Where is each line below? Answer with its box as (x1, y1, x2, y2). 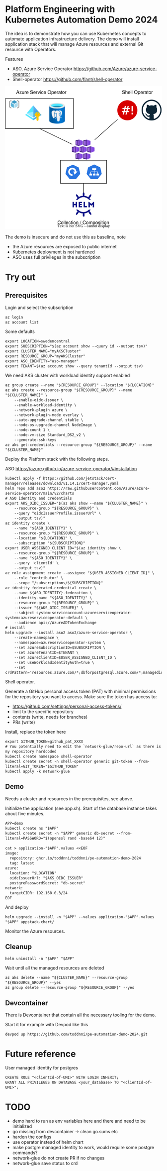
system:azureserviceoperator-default (5, 615, 83, 620)
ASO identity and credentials (9, 496, 72, 501)
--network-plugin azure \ (14, 407, 68, 413)
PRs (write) (12, 719, 35, 725)
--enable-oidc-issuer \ (14, 397, 64, 403)
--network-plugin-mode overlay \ (14, 412, 83, 418)
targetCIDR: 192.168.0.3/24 (9, 890, 68, 895)
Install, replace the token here (5, 729, 66, 735)
